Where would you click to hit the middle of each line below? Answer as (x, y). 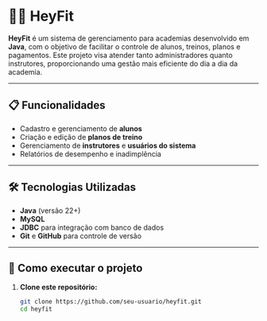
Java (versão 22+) (50, 211)
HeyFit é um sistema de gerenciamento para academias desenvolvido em (129, 38)
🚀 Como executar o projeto (75, 268)
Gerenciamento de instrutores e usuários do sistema (108, 145)
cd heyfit (36, 309)
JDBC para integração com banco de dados (92, 227)
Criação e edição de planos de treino (81, 137)
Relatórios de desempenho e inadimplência (90, 153)
